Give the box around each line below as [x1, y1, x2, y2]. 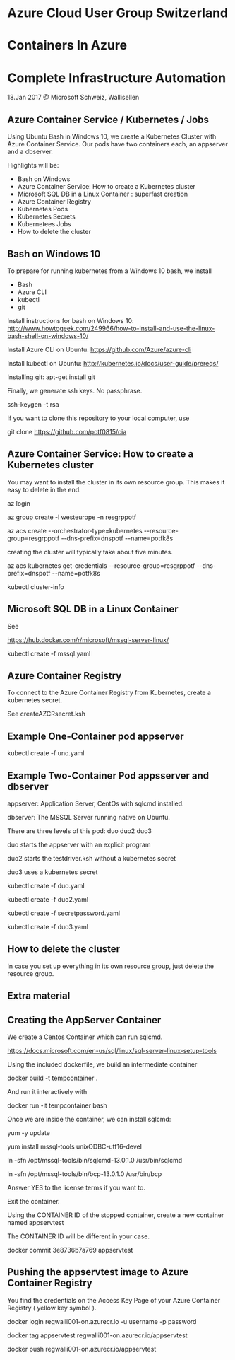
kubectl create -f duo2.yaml [7, 895, 89, 903]
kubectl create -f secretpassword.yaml [7, 909, 121, 917]
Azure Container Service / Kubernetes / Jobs [7, 113, 210, 125]
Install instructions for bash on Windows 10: [7, 316, 134, 325]
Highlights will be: [7, 161, 59, 170]
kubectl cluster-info [7, 582, 65, 591]
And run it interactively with [7, 1088, 88, 1096]
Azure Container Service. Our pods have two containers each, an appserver [7, 140, 228, 149]
